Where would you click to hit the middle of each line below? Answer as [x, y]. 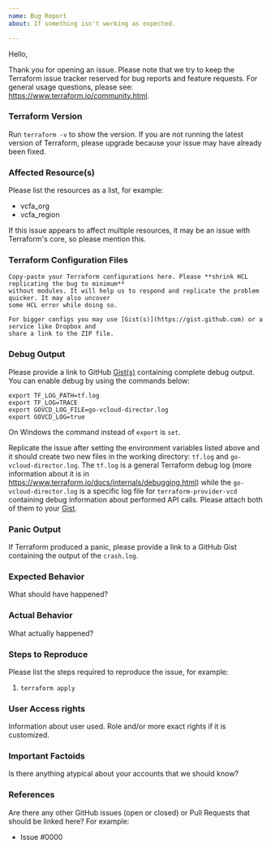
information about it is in [49, 473]
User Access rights [47, 708]
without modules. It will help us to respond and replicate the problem [134, 291]
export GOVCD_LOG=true [47, 417]
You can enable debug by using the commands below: [99, 381]
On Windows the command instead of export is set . [95, 432]
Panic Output [35, 529]
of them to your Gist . [43, 508]
